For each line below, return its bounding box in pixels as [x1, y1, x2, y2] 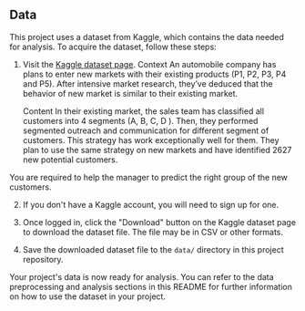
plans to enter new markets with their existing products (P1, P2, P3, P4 [22, 68, 287, 79]
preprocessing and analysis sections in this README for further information [9, 281, 293, 292]
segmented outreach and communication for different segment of [22, 125, 269, 136]
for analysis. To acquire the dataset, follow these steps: [9, 41, 217, 52]
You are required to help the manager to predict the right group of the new [9, 171, 289, 182]
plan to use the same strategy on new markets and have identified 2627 [22, 144, 292, 155]
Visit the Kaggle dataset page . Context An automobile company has [22, 58, 277, 69]
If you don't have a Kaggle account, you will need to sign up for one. [22, 199, 280, 210]
